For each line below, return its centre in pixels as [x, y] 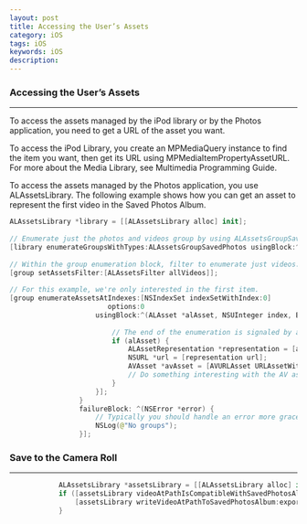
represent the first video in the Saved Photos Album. [108, 205]
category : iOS [37, 35]
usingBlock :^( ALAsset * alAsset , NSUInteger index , [194, 315]
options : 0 [126, 307]
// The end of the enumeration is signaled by [201, 332]
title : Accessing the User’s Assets [79, 27]
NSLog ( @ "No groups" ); [137, 426]
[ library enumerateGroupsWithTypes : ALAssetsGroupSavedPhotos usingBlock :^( [157, 247]
